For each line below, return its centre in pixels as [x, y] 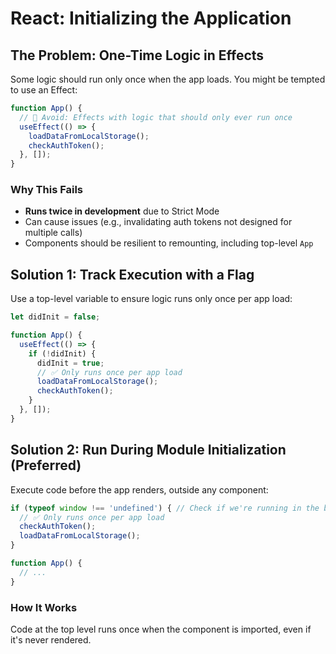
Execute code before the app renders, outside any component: [139, 489]
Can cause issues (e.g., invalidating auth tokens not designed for [158, 222]
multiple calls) [53, 233]
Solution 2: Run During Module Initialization [148, 450]
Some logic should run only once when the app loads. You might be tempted [168, 79]
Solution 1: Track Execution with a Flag [132, 274]
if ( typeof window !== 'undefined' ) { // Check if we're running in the [165, 508]
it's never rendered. [51, 639]
